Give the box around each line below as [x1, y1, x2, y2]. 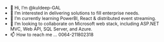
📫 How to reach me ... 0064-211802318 [10, 31, 94, 37]
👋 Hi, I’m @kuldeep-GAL [10, 5, 61, 10]
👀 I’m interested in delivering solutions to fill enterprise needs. [10, 10, 140, 16]
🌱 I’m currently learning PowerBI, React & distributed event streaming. [10, 15, 156, 21]
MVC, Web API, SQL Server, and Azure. [10, 26, 92, 32]
